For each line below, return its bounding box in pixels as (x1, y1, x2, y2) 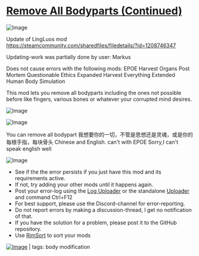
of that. (14, 212, 33, 220)
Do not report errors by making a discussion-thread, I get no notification (14, 206, 192, 213)
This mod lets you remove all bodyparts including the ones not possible (6, 89, 182, 96)
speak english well (6, 145, 52, 152)
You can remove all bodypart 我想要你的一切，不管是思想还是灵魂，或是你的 (6, 131, 194, 138)
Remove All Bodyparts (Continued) (6, 4, 183, 18)
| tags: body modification (29, 243, 91, 250)
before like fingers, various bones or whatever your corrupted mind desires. (6, 95, 192, 103)
